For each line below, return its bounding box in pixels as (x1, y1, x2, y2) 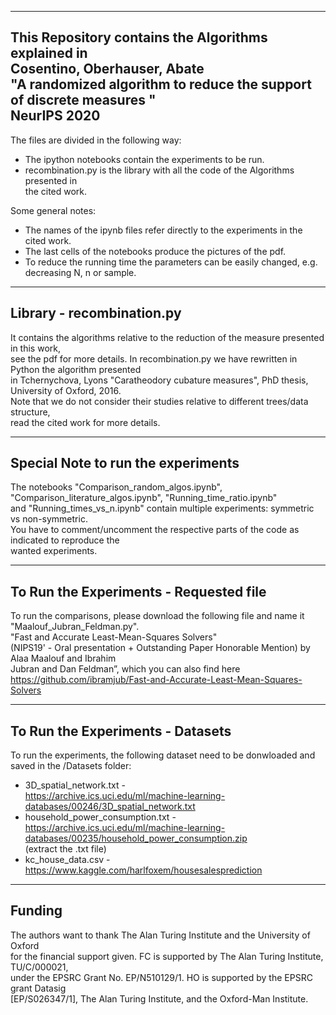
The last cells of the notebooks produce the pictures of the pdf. (24, 245, 287, 257)
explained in (10, 45, 88, 62)
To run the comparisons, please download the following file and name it (10, 610, 305, 622)
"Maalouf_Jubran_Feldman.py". (10, 621, 140, 633)
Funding (10, 902, 63, 920)
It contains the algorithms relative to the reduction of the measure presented (10, 331, 325, 343)
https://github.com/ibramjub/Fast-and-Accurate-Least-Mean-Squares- (10, 674, 303, 686)
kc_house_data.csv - (24, 854, 111, 866)
